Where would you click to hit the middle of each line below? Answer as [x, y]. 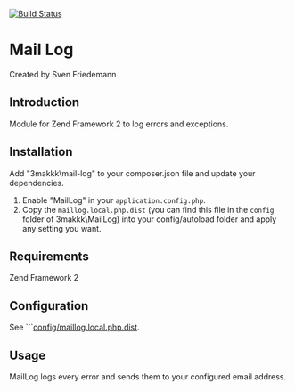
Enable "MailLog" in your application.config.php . [114, 200]
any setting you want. [61, 228]
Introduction [45, 102]
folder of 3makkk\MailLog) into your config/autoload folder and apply [149, 219]
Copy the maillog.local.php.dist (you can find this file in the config [148, 209]
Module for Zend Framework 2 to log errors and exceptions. [119, 124]
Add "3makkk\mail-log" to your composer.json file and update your [132, 173]
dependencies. [37, 183]
